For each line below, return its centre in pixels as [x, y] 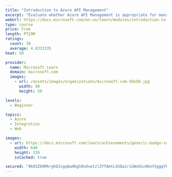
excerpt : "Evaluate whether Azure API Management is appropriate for [81, 15]
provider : [16, 62]
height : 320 [27, 152]
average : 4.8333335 [31, 48]
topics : [14, 114]
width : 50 [29, 86]
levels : [14, 100]
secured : [15, 167]
